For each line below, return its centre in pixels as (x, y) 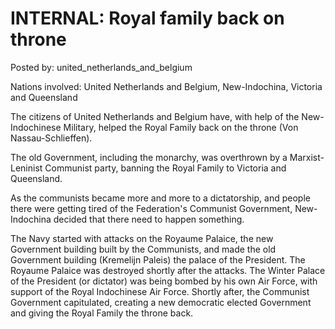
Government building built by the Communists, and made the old (143, 249)
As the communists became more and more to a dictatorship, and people (160, 198)
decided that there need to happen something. (149, 219)
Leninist (26, 168)
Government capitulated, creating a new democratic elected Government (161, 302)
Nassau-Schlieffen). (51, 138)
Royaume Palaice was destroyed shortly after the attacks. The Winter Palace (168, 270)
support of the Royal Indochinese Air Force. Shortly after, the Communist (160, 291)
